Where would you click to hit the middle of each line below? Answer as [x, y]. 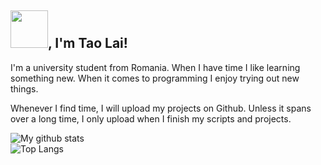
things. [24, 88]
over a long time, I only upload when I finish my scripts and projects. [151, 118]
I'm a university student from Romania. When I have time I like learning [155, 67]
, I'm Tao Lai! [88, 43]
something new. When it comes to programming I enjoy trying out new [155, 78]
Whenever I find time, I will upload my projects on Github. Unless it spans [161, 108]
